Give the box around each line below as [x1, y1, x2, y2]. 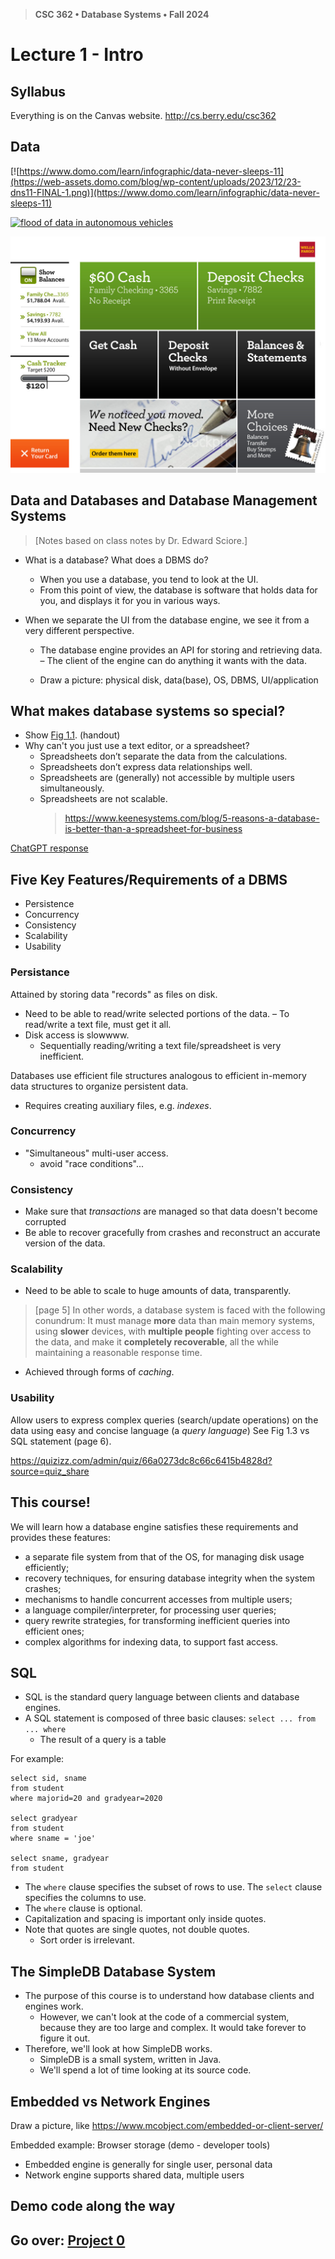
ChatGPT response [10, 842, 89, 854]
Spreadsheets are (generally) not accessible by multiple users [39, 772, 295, 784]
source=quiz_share [10, 1465, 90, 1477]
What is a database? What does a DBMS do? [24, 554, 209, 566]
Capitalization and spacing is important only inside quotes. [24, 1913, 267, 1925]
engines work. [24, 2000, 84, 2013]
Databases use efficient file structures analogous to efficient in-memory [10, 1069, 307, 1081]
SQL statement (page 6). [10, 1435, 112, 1447]
